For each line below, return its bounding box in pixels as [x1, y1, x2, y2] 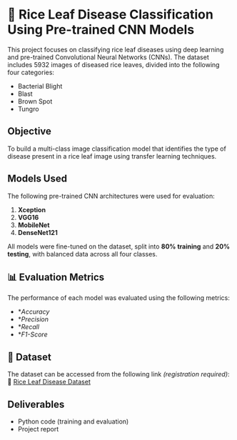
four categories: [7, 68, 55, 76]
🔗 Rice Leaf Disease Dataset [7, 378, 91, 386]
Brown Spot [17, 96, 53, 106]
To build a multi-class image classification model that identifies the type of [7, 144, 226, 153]
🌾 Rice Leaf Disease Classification [7, 6, 214, 23]
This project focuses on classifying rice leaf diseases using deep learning [7, 45, 224, 54]
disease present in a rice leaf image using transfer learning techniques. [7, 151, 217, 160]
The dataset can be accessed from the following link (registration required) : [7, 370, 230, 379]
